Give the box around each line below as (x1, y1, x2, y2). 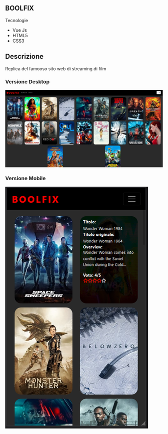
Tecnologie (5, 17, 28, 23)
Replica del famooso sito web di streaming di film (5, 65, 106, 72)
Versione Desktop (5, 78, 50, 85)
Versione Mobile (5, 175, 46, 182)
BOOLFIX (5, 4, 34, 13)
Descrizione (5, 52, 44, 61)
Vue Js (12, 27, 27, 33)
